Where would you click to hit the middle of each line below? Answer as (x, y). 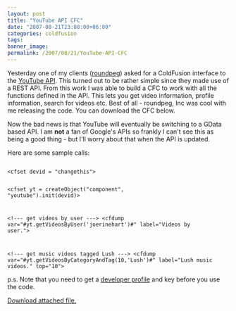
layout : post (26, 14)
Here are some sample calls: (49, 153)
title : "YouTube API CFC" (45, 20)
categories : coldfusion (42, 33)
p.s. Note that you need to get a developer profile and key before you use (114, 279)
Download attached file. (42, 300)
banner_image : (28, 46)
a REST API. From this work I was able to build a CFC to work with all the (112, 88)
